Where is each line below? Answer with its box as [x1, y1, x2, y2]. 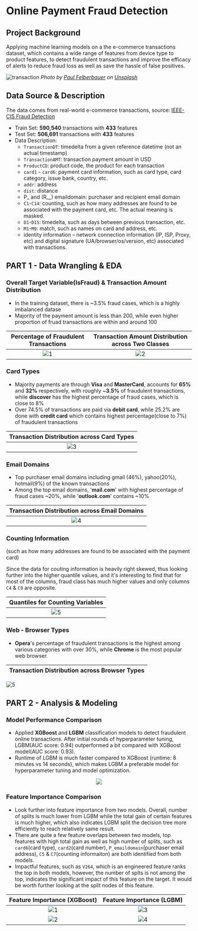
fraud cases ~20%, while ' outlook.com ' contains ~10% [14, 493, 150, 500]
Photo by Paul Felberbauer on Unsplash [40, 74, 138, 80]
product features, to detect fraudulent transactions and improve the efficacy [6, 56, 191, 63]
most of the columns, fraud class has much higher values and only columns [6, 578, 190, 585]
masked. [23, 212, 45, 219]
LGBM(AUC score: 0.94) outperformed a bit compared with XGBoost [14, 742, 181, 749]
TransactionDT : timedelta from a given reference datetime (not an [23, 143, 181, 150]
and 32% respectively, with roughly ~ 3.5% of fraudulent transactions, [14, 387, 186, 394]
